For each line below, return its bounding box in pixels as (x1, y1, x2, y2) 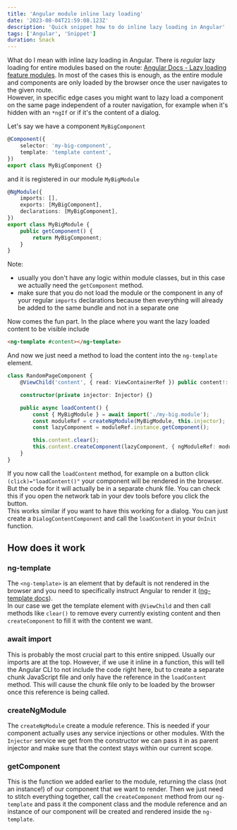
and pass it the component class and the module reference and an (34, 800, 227, 808)
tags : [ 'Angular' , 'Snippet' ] (7, 30, 97, 37)
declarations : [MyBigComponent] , (20, 208, 119, 215)
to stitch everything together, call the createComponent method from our (7, 793, 214, 801)
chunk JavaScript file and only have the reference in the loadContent (7, 673, 207, 681)
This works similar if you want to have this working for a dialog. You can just (7, 506, 229, 515)
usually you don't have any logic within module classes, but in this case (17, 274, 226, 282)
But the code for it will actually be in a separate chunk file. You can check (7, 484, 221, 492)
